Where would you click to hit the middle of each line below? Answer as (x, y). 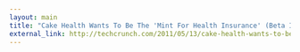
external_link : (37, 33)
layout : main (33, 17)
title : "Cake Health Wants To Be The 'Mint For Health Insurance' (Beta (147, 26)
